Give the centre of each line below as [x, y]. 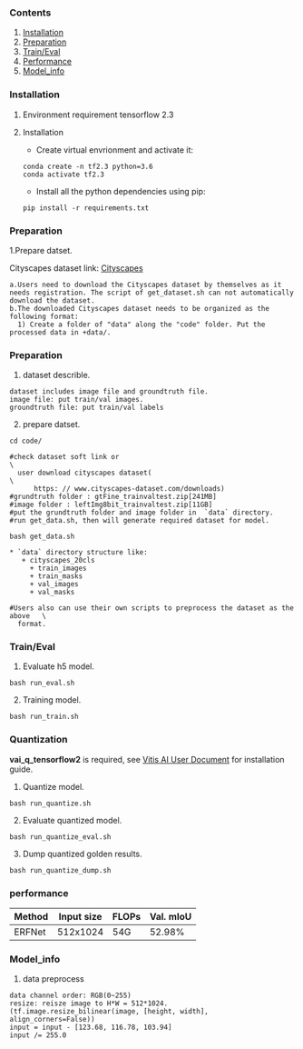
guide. [21, 769]
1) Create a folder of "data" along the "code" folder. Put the [142, 325]
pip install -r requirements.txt [86, 208]
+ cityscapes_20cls [58, 561]
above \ [28, 616]
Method [31, 917]
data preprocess [53, 979]
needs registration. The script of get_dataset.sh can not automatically [152, 293]
